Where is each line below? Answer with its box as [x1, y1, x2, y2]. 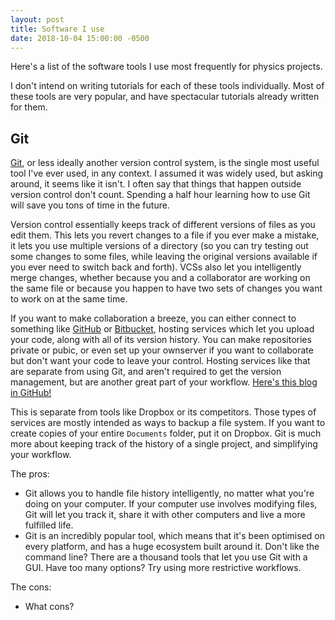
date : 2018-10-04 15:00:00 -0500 [10, 33, 150, 43]
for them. [10, 101, 48, 113]
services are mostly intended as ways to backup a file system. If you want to [10, 417, 326, 429]
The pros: [10, 468, 50, 480]
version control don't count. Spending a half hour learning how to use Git [10, 189, 311, 201]
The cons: [10, 581, 52, 593]
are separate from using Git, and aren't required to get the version [10, 366, 282, 378]
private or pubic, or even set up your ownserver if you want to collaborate [10, 344, 314, 356]
